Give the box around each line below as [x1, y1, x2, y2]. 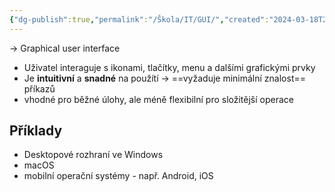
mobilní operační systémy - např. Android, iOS [23, 170, 214, 182]
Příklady [9, 122, 63, 140]
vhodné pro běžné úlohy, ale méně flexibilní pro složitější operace [23, 93, 295, 105]
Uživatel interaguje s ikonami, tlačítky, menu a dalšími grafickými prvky [23, 61, 316, 73]
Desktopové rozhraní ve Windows [23, 149, 164, 161]
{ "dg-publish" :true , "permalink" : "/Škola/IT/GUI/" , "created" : [9, 14, 270, 25]
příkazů [23, 82, 56, 95]
